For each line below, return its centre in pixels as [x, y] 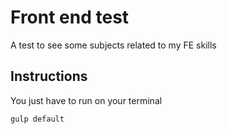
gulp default [37, 119]
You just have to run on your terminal [86, 100]
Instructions [49, 76]
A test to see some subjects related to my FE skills [113, 45]
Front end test [70, 17]
